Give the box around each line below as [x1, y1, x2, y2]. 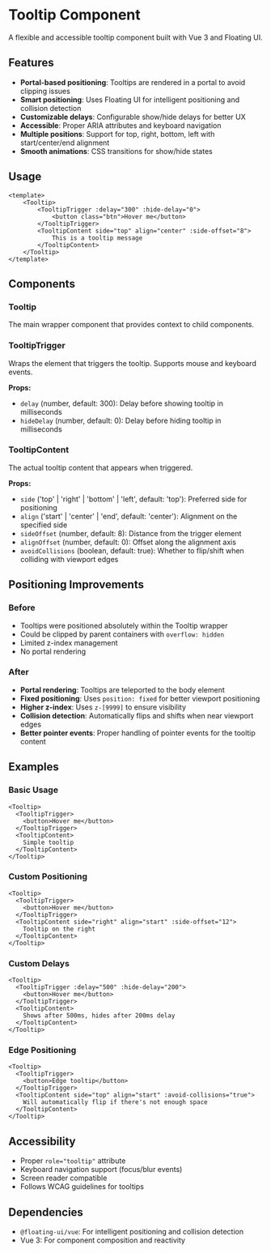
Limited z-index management [19, 637, 118, 647]
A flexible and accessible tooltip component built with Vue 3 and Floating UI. [8, 32, 263, 42]
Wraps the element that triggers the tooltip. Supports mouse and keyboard [8, 358, 256, 368]
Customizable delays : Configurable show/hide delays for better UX [19, 112, 246, 121]
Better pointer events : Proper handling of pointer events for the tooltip [19, 727, 256, 738]
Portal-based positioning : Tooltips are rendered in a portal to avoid [19, 77, 246, 87]
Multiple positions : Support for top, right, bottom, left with [19, 129, 215, 139]
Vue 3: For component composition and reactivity [19, 1235, 186, 1245]
